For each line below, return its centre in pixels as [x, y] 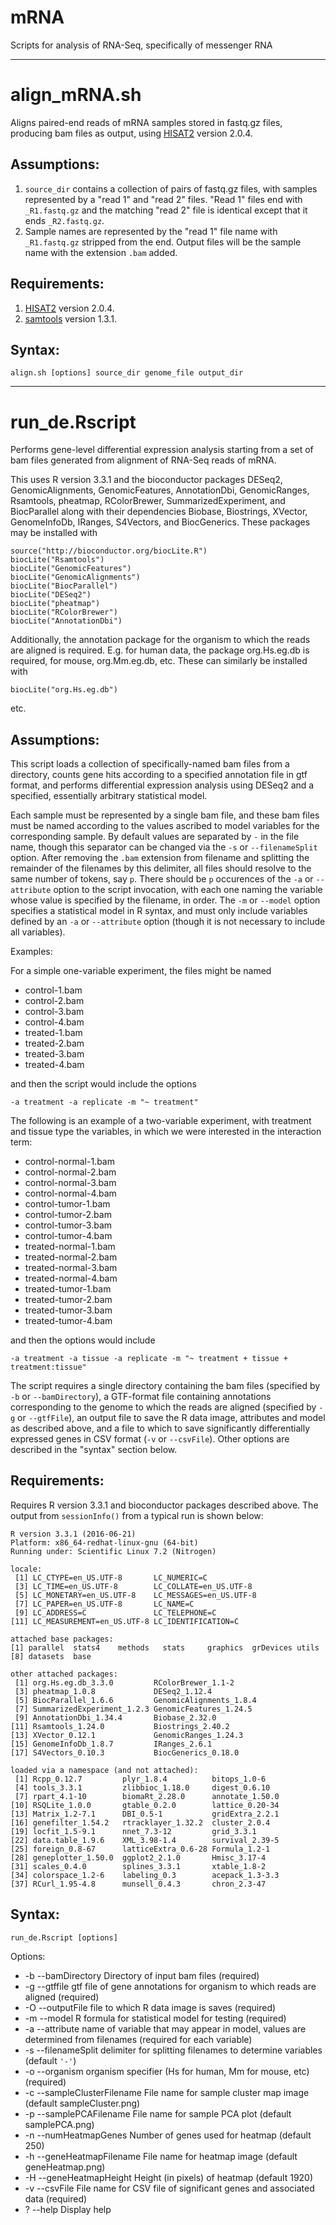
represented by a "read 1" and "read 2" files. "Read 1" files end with [163, 199]
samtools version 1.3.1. [70, 318]
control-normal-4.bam [70, 1193]
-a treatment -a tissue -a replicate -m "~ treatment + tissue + [149, 1359]
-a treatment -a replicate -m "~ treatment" [104, 1102]
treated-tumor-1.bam [68, 1289]
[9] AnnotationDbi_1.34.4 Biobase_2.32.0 [115, 1717]
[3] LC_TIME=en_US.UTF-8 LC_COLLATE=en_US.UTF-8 [133, 1586]
